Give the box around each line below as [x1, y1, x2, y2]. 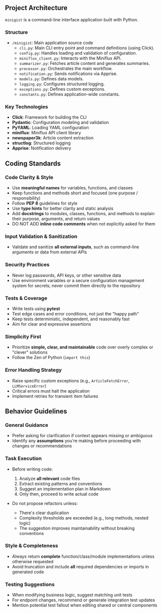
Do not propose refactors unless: [12, 500, 78, 506]
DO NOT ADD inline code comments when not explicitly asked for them [12, 221, 156, 227]
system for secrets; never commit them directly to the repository [12, 283, 141, 288]
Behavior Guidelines [5, 407, 67, 415]
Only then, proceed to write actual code [19, 491, 99, 497]
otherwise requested [12, 558, 54, 564]
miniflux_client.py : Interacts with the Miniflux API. [19, 55, 122, 61]
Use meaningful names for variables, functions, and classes [12, 185, 133, 191]
